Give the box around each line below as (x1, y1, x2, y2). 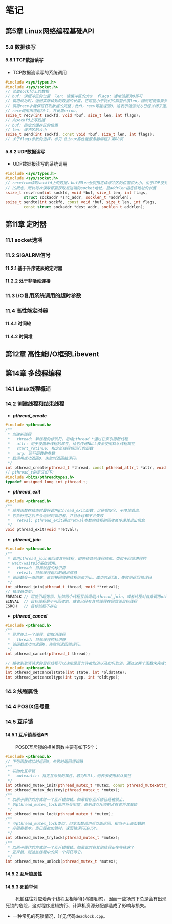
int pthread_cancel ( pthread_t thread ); (5, 651, 91, 656)
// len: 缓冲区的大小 (5, 127, 47, 132)
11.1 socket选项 (5, 236, 42, 243)
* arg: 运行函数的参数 (7, 450, 55, 456)
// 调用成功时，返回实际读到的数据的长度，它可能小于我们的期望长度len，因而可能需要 (5, 98, 164, 104)
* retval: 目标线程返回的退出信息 (7, 570, 77, 576)
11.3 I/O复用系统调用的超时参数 (5, 292, 82, 299)
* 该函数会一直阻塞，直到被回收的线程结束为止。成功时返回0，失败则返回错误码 (7, 575, 152, 580)
